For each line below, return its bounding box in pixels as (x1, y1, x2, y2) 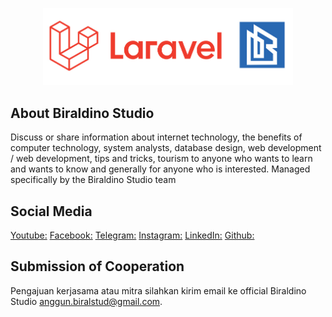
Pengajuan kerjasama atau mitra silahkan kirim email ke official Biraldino (10, 284, 307, 297)
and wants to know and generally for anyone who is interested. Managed (10, 163, 311, 175)
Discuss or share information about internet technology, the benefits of (10, 131, 303, 143)
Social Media (10, 203, 93, 220)
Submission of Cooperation (10, 258, 185, 275)
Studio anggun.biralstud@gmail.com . (10, 295, 163, 307)
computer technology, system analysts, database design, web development (10, 142, 322, 154)
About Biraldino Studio (10, 104, 155, 122)
